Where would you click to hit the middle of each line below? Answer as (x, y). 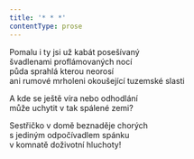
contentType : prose (46, 26)
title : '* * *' (38, 18)
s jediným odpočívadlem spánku (69, 135)
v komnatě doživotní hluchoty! (65, 145)
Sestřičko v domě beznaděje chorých (79, 125)
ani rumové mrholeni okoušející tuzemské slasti (97, 80)
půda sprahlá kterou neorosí (62, 71)
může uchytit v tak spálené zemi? (71, 108)
